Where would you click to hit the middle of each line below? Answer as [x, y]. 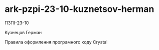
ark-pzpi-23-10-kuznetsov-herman [79, 9]
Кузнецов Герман [23, 32]
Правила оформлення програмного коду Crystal [56, 42]
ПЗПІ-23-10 [17, 23]
